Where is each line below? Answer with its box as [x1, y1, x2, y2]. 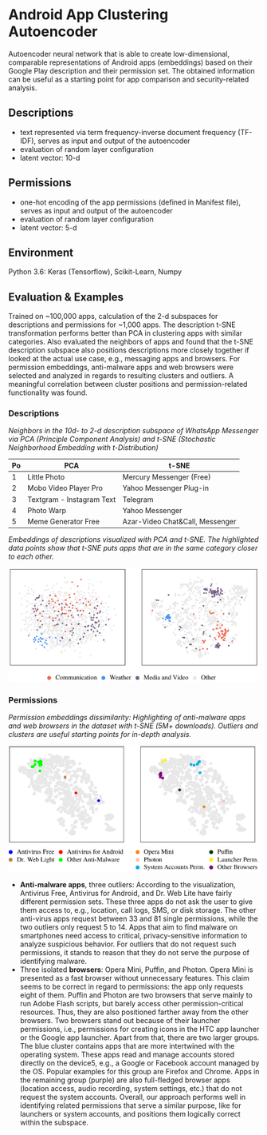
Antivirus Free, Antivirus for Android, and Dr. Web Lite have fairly [19, 888, 233, 898]
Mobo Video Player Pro [27, 484, 104, 493]
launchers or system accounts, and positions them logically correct [19, 1109, 241, 1118]
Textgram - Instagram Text [27, 494, 116, 504]
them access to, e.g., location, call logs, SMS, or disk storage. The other [19, 905, 257, 914]
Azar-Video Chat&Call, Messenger [122, 517, 237, 527]
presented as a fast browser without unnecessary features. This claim [19, 973, 249, 982]
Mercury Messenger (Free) [122, 472, 211, 482]
